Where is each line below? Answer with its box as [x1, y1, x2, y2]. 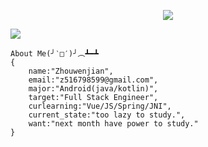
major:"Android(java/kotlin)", [28, 84, 159, 94]
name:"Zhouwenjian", [28, 66, 114, 76]
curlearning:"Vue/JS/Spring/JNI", [28, 101, 172, 111]
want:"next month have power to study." [28, 119, 199, 129]
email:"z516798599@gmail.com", [28, 75, 159, 85]
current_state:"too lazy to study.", [28, 110, 186, 120]
